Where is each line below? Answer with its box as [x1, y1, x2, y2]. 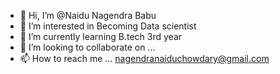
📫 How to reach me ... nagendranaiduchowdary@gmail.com [19, 53, 270, 64]
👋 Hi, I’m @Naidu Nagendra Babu [19, 10, 157, 21]
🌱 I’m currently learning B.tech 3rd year [19, 31, 183, 42]
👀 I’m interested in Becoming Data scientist [19, 20, 197, 32]
